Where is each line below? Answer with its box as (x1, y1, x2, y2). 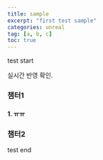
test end (7, 145, 32, 154)
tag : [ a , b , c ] (7, 30, 53, 38)
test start (7, 56, 34, 65)
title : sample (7, 10, 50, 18)
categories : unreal (7, 23, 65, 31)
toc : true (7, 37, 37, 44)
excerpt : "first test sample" (7, 17, 97, 24)
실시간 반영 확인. (7, 71, 53, 80)
